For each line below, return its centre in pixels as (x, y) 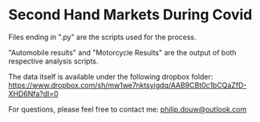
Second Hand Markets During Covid (130, 15)
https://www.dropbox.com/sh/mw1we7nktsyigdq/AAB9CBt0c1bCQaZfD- (128, 85)
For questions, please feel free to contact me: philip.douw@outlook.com (128, 109)
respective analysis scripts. (53, 61)
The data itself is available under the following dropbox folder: (111, 76)
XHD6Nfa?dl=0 (33, 93)
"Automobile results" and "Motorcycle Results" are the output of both (122, 52)
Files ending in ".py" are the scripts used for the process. (102, 37)
